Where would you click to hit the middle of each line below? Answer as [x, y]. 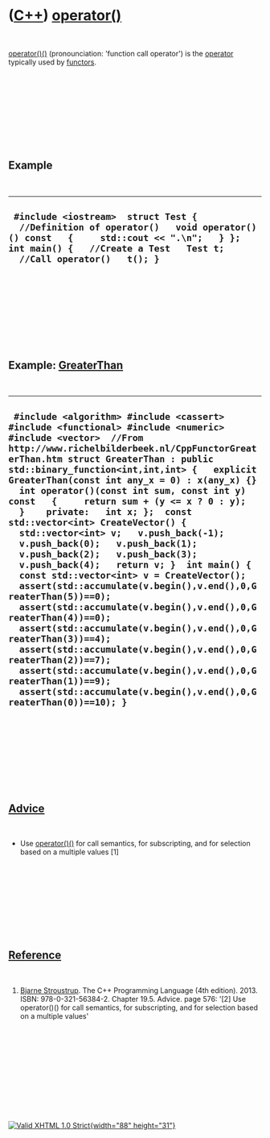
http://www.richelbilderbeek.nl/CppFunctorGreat [133, 448]
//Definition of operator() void [108, 228]
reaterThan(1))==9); [60, 681]
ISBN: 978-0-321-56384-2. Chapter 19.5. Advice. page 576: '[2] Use [133, 999]
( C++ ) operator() [65, 16]
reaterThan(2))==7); [60, 660]
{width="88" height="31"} [133, 1125]
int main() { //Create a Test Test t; [117, 249]
